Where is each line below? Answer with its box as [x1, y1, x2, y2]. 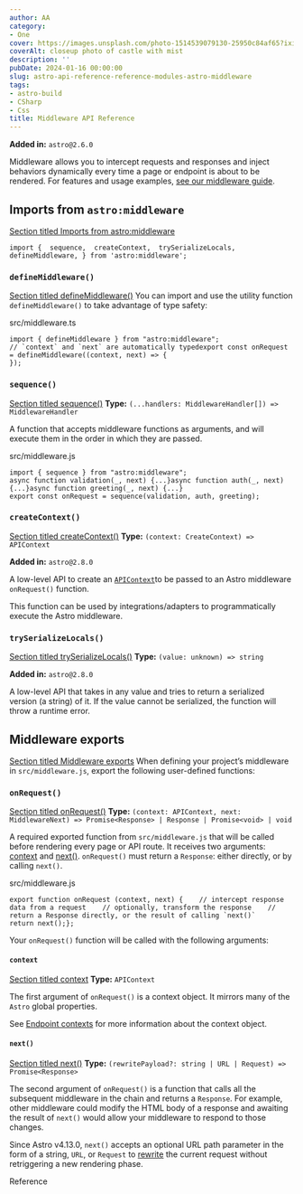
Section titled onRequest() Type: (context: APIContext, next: [9, 806, 242, 817]
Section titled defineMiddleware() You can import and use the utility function [9, 290, 293, 301]
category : [9, 22, 47, 31]
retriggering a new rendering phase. [9, 1158, 143, 1169]
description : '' [9, 55, 70, 64]
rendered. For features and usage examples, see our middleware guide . [9, 175, 275, 186]
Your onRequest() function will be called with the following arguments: [9, 935, 269, 945]
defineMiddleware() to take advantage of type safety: [9, 300, 208, 311]
